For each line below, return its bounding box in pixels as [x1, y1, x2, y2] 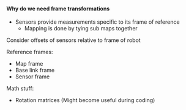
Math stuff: [6, 85, 34, 92]
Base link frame [15, 67, 55, 74]
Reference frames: [6, 49, 53, 56]
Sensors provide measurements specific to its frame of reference [15, 18, 180, 26]
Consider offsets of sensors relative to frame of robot [6, 36, 141, 44]
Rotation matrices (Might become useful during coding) [15, 97, 155, 104]
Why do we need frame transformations [6, 5, 110, 12]
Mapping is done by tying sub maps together [24, 25, 138, 32]
